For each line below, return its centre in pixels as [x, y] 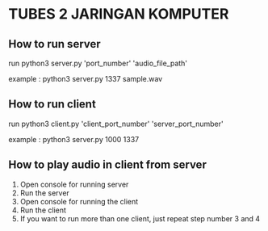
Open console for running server [74, 184]
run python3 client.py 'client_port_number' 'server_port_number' [116, 124]
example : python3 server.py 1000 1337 [74, 139]
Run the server [45, 193]
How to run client [52, 105]
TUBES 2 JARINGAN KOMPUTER [119, 14]
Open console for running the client [79, 201]
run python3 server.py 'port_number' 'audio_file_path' [98, 63]
